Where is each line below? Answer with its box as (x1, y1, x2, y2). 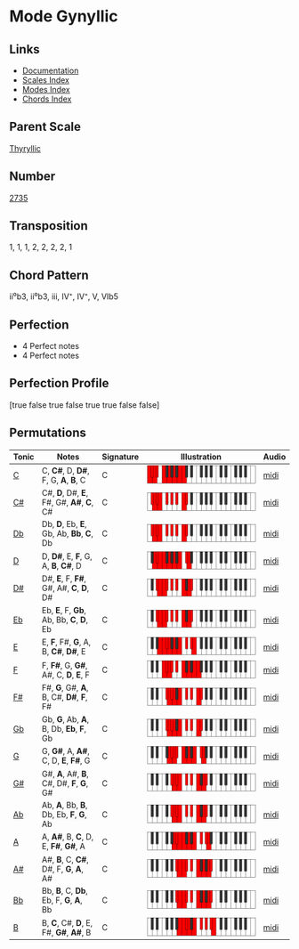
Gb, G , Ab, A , (41, 714, 90, 725)
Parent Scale (9, 119, 82, 134)
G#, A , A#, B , (41, 768, 89, 779)
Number (9, 169, 56, 184)
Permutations (9, 426, 86, 441)
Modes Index (21, 85, 70, 94)
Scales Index (21, 75, 69, 85)
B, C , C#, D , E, (41, 917, 93, 928)
